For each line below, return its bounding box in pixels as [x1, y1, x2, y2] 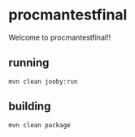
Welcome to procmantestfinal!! [8, 32, 111, 42]
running [8, 56, 50, 70]
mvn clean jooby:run [8, 77, 79, 86]
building [8, 100, 51, 113]
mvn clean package [8, 121, 71, 129]
